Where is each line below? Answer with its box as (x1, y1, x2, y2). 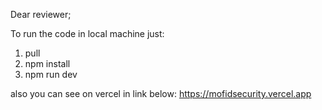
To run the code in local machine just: (10, 28, 165, 39)
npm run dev (24, 69, 78, 80)
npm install (24, 58, 71, 69)
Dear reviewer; (10, 9, 72, 20)
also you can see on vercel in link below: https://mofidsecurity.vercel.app (10, 88, 312, 99)
